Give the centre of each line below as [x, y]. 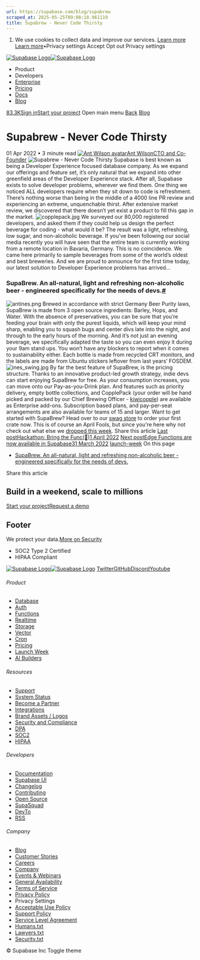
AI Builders [28, 658]
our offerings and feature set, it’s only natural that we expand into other [94, 172]
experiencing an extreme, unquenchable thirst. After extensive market [92, 204]
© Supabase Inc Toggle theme [44, 950]
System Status [33, 696]
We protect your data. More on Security [54, 539]
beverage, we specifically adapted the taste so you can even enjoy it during [99, 342]
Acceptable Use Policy [43, 907]
